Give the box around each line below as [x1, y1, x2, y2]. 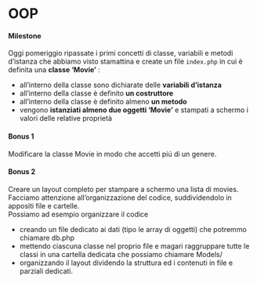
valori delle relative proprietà [19, 114, 112, 123]
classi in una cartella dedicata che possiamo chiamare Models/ [19, 249, 223, 259]
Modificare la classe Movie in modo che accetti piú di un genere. [8, 149, 217, 158]
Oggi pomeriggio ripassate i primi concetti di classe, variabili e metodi [8, 49, 233, 58]
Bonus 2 [8, 167, 36, 176]
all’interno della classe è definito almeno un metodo [19, 97, 187, 107]
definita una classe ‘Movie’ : [8, 65, 100, 74]
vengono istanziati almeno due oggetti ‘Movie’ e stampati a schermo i [19, 105, 249, 114]
